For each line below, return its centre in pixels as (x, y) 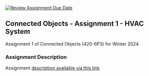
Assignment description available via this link (53, 68)
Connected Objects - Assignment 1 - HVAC (74, 24)
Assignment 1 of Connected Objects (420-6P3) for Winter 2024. (73, 44)
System (18, 32)
